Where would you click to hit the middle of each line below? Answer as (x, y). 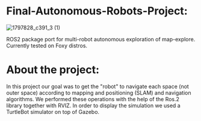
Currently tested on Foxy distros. (47, 46)
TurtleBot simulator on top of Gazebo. (53, 111)
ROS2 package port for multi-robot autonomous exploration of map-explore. (101, 39)
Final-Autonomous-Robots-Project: (97, 11)
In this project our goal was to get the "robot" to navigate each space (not (98, 86)
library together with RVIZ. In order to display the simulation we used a (93, 105)
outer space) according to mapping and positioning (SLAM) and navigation (99, 93)
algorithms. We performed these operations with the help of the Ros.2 (93, 99)
